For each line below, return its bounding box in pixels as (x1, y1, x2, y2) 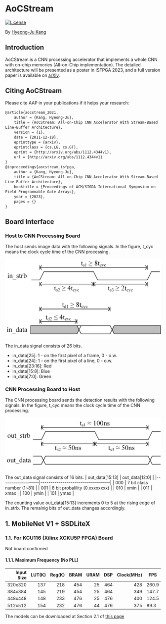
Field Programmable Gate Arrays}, (5, 189, 77, 194)
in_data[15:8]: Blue (12, 368, 50, 374)
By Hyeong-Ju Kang (5, 29, 46, 35)
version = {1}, (14, 130, 45, 135)
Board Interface (5, 217, 54, 226)
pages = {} (14, 199, 37, 204)
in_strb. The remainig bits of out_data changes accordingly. (5, 505, 126, 511)
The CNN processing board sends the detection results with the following (5, 397, 155, 403)
